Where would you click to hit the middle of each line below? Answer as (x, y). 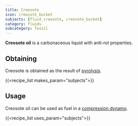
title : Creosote (22, 10)
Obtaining (21, 58)
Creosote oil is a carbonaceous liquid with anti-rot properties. (69, 43)
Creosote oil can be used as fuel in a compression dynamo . (66, 108)
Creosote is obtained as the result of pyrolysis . (53, 70)
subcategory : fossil (27, 29)
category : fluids (23, 24)
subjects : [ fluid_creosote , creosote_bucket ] (53, 19)
